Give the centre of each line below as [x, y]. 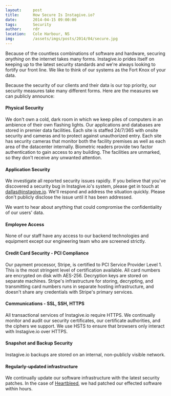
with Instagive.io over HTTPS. [37, 331]
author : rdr [23, 29]
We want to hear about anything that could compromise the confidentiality [84, 207]
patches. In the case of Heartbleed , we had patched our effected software [84, 383]
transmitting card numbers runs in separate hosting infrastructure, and [80, 286]
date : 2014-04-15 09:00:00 [41, 20]
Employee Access [25, 224]
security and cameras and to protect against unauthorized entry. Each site [83, 136]
